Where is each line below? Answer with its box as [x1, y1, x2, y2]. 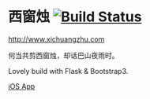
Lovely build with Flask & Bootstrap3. [8, 66, 129, 75]
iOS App [8, 81, 36, 91]
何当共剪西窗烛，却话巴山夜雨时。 [8, 50, 119, 60]
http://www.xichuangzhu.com [8, 34, 105, 44]
